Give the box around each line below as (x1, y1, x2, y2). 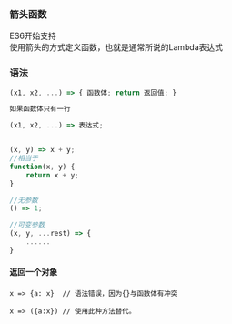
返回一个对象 (9, 267, 57, 278)
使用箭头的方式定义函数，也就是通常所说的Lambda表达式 (9, 42, 224, 53)
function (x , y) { (9, 162, 76, 171)
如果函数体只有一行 (9, 105, 71, 114)
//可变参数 (9, 220, 45, 229)
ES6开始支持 (9, 30, 57, 42)
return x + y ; (25, 170, 79, 179)
